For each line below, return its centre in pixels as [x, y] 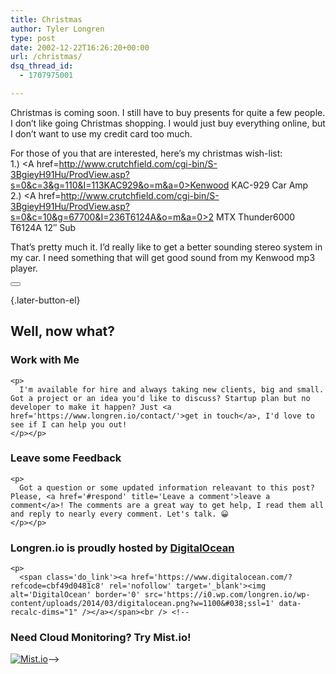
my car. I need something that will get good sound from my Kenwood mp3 [163, 257]
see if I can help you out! [69, 424]
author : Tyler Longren [57, 29]
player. [24, 268]
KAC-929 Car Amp [270, 185]
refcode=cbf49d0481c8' [57, 586]
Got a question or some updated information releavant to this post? [167, 487]
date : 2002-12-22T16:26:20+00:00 [80, 47]
